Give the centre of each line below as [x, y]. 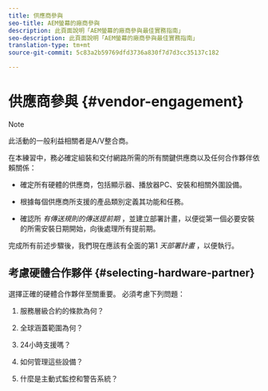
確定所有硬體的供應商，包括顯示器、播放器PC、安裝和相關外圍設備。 [133, 184]
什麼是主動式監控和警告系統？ [69, 378]
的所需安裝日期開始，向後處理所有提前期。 [90, 228]
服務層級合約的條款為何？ [62, 310]
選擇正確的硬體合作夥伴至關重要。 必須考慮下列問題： [97, 294]
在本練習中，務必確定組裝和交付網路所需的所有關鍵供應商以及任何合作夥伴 [130, 157]
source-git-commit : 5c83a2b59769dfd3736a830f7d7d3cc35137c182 [114, 53]
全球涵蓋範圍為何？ [51, 327]
